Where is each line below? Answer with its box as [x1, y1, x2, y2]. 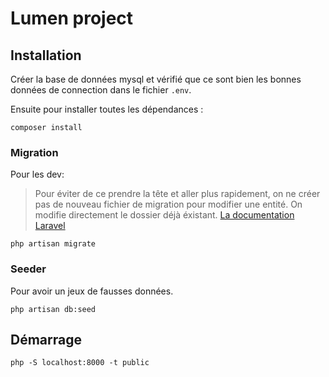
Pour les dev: [10, 168, 65, 181]
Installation [10, 47, 82, 64]
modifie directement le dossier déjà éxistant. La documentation [34, 209, 295, 221]
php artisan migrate [10, 239, 97, 249]
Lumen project [10, 7, 134, 30]
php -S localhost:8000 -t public [10, 358, 150, 368]
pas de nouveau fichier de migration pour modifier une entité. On [34, 198, 303, 211]
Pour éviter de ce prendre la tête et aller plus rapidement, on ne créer [34, 188, 321, 200]
